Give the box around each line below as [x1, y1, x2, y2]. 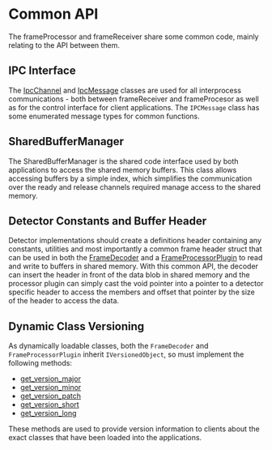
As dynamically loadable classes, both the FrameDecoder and [8, 341, 209, 351]
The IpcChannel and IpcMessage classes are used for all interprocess [8, 85, 241, 95]
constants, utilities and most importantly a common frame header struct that [8, 244, 262, 254]
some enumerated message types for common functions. [8, 111, 200, 121]
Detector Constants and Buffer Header [8, 214, 207, 228]
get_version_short [19, 400, 79, 409]
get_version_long [19, 409, 77, 418]
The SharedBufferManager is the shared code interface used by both [8, 156, 239, 166]
